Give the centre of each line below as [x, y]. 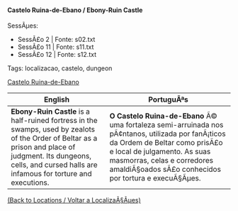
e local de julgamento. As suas [160, 151]
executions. [30, 183]
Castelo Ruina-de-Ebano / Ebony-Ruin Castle [75, 10]
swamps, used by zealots [53, 129]
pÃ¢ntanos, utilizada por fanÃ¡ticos [168, 134]
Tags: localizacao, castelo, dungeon [60, 68]
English [57, 99]
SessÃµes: [23, 26]
